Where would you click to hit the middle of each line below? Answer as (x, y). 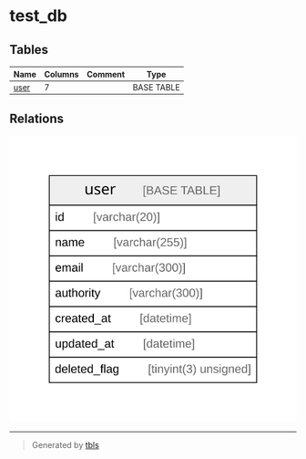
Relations (37, 118)
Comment (106, 74)
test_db (39, 16)
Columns (61, 74)
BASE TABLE (156, 87)
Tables (29, 50)
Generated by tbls (66, 445)
